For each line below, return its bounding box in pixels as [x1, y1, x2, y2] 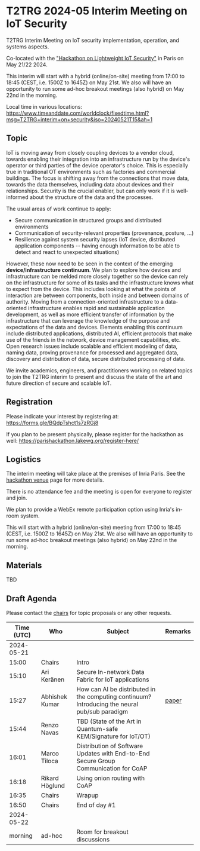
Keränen [40, 675, 65, 684]
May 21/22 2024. [6, 61, 48, 68]
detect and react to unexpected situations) [14, 248, 120, 255]
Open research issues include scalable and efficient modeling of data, [6, 342, 178, 350]
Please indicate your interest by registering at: [6, 412, 119, 420]
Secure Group [76, 757, 115, 765]
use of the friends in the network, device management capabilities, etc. [6, 336, 181, 343]
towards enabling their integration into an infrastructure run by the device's [6, 155, 190, 163]
